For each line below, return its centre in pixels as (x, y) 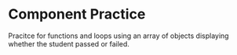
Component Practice (77, 14)
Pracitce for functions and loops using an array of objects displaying (118, 36)
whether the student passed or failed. (69, 43)
